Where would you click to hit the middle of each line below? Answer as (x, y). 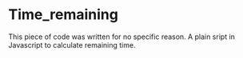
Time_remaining (63, 15)
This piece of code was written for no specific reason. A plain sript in (122, 37)
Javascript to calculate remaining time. (72, 44)
